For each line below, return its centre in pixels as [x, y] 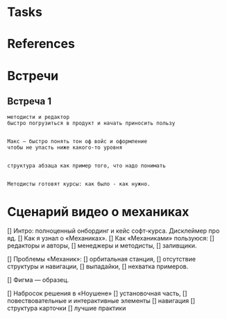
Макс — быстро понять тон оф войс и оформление [77, 142]
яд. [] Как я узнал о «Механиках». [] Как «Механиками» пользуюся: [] [111, 238]
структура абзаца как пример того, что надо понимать [87, 166]
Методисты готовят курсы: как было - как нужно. [79, 184]
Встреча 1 [30, 101]
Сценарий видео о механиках [98, 212]
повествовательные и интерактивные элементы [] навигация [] [101, 301]
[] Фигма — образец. [38, 280]
